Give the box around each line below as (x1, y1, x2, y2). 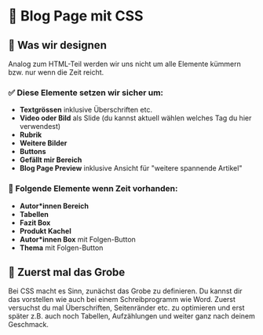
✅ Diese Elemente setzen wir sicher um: (8, 87, 163, 98)
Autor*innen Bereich (19, 201, 89, 211)
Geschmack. (8, 320, 49, 329)
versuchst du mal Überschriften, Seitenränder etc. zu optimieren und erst (8, 303, 245, 313)
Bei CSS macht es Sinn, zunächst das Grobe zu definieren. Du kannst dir (8, 286, 243, 296)
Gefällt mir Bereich (19, 155, 82, 164)
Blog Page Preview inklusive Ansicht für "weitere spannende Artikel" (19, 164, 243, 173)
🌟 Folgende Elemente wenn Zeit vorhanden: (8, 183, 178, 194)
